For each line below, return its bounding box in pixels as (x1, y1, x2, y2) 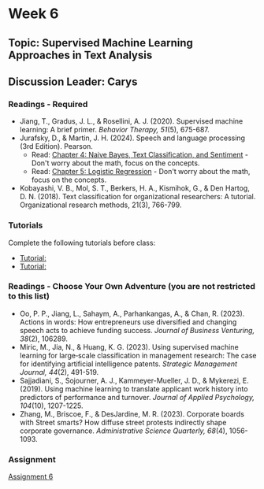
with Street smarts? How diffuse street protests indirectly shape (19, 417, 227, 427)
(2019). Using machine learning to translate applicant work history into (19, 383, 248, 394)
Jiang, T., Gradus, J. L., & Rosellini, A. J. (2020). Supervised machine (19, 117, 244, 126)
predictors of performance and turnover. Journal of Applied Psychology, (19, 392, 255, 402)
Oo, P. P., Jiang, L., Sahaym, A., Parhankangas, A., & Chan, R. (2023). (19, 309, 245, 318)
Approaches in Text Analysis (8, 48, 153, 61)
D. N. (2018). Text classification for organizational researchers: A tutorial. (19, 192, 256, 202)
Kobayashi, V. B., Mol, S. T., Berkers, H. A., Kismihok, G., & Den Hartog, (19, 183, 250, 193)
